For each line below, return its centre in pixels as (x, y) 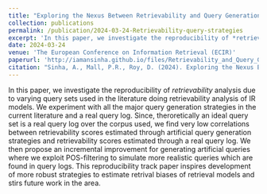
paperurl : (25, 60)
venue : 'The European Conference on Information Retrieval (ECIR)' (122, 52)
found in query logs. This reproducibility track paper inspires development (130, 166)
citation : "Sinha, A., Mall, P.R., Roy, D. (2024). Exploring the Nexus (131, 68)
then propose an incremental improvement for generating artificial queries (129, 149)
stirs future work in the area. (54, 183)
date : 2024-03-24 (37, 45)
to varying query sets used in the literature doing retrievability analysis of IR (132, 98)
